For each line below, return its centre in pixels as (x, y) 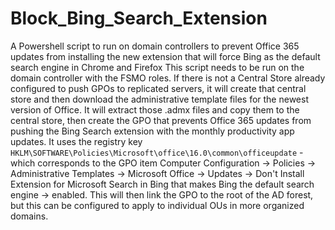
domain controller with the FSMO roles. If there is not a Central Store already (168, 78)
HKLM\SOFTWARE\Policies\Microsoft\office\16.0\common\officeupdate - (157, 152)
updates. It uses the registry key (76, 141)
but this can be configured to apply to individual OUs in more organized (157, 205)
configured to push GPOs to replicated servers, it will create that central (158, 88)
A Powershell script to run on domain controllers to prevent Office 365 (155, 46)
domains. (29, 216)
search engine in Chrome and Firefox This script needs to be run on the (157, 67)
